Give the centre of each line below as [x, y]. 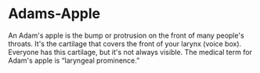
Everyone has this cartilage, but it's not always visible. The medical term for [130, 52]
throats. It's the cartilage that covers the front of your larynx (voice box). [125, 43]
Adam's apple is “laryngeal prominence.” [74, 60]
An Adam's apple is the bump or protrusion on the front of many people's [126, 35]
